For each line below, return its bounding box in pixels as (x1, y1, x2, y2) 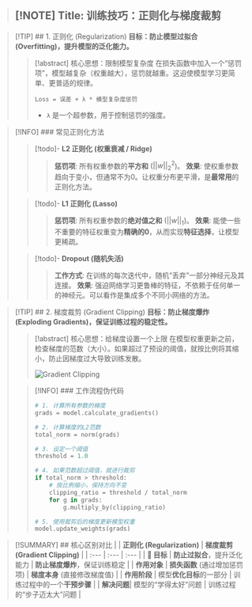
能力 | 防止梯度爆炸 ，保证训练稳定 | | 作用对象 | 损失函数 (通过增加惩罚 (14, 560, 244, 570)
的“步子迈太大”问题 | (14, 590, 81, 599)
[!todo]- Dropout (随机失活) (34, 254, 124, 264)
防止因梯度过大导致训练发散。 (48, 354, 146, 363)
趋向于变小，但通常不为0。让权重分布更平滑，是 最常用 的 (54, 173, 239, 182)
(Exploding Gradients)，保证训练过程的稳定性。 (14, 317, 172, 327)
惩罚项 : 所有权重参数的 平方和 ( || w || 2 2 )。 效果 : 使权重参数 (54, 159, 239, 173)
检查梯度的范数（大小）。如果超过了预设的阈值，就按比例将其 (34, 344, 232, 354)
